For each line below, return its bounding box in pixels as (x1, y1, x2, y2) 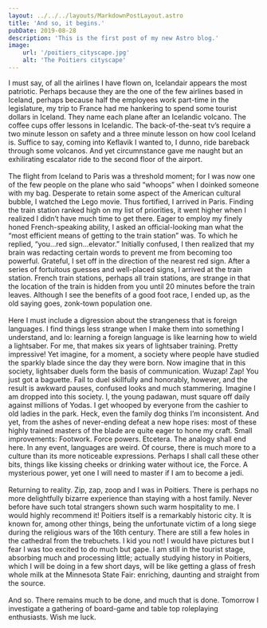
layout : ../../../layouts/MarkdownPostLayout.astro (8, 11, 183, 20)
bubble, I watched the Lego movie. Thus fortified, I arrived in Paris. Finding (8, 196, 253, 206)
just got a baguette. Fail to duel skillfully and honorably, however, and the (8, 374, 249, 384)
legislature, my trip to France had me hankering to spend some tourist (8, 103, 238, 113)
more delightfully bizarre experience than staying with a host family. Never (8, 493, 253, 503)
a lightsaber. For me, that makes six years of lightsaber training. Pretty (8, 341, 238, 350)
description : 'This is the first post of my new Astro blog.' (8, 34, 219, 42)
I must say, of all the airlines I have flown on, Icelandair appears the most (8, 77, 247, 88)
